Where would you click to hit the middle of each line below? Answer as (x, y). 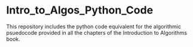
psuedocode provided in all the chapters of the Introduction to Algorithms (96, 32)
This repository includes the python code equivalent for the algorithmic (94, 26)
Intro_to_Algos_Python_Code (80, 10)
